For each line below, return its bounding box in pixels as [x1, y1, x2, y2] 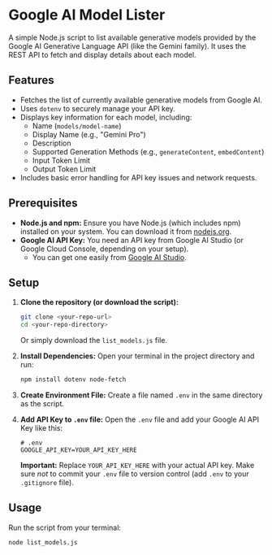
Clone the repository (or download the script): [19, 297, 179, 307]
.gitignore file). [19, 478, 75, 487]
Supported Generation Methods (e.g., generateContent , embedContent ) [32, 146, 265, 156]
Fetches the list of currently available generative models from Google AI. [19, 95, 262, 105]
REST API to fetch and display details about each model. [8, 50, 196, 59]
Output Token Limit [32, 164, 97, 174]
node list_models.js [8, 538, 79, 546]
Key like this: [19, 423, 63, 432]
